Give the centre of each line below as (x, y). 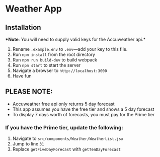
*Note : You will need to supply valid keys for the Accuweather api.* (75, 39)
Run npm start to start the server (47, 65)
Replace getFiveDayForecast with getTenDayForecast (66, 149)
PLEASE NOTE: (29, 92)
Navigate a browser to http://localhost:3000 (60, 70)
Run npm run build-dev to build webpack (55, 60)
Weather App (33, 9)
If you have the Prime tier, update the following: (64, 127)
